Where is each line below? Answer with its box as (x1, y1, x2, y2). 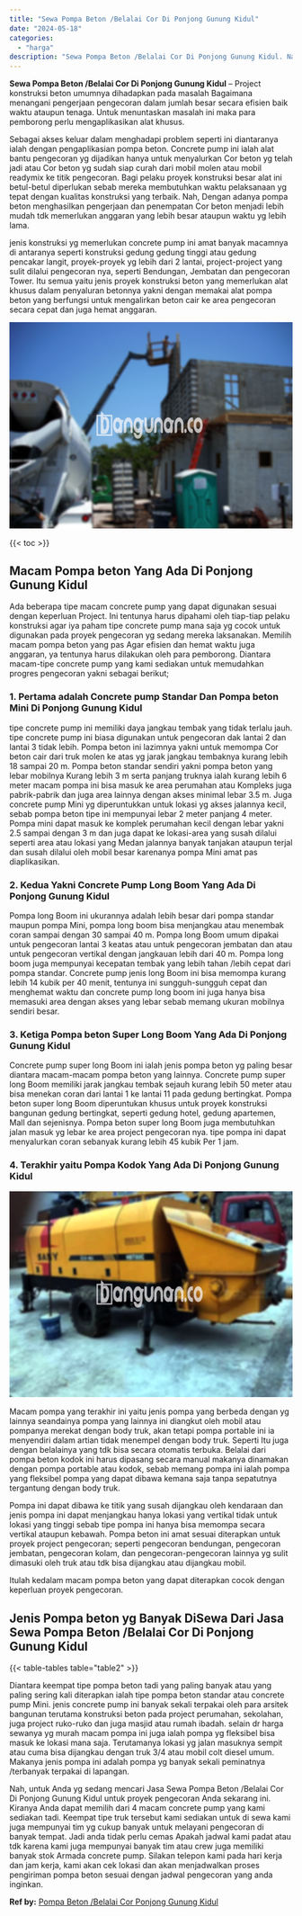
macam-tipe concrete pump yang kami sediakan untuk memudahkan (9, 658, 264, 669)
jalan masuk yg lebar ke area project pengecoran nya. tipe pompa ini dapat (9, 1127, 287, 1138)
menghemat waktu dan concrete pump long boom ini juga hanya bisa (9, 987, 266, 998)
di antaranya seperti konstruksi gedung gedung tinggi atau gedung (9, 247, 257, 258)
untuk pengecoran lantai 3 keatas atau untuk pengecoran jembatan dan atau (9, 939, 293, 950)
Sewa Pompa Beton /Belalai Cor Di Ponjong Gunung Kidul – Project (9, 78, 262, 89)
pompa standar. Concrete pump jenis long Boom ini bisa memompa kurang (9, 968, 287, 979)
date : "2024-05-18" (9, 23, 83, 33)
